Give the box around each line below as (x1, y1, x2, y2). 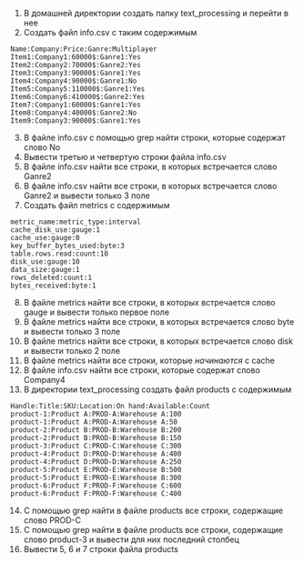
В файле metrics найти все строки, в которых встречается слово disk (23, 336, 294, 347)
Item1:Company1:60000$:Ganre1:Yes (10, 53, 142, 62)
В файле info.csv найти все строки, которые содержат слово (23, 365, 260, 376)
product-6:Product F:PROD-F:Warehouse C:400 (10, 489, 182, 498)
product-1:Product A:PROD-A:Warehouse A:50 (10, 417, 178, 427)
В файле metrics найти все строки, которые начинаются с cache (23, 355, 276, 366)
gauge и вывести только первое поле (23, 307, 170, 317)
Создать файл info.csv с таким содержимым (23, 27, 197, 37)
